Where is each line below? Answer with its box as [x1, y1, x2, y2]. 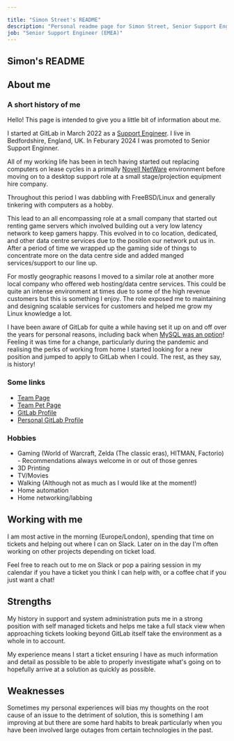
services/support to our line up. [7, 259, 97, 267]
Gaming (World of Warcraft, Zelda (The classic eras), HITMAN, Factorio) [17, 449, 224, 457]
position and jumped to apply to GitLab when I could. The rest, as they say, [7, 353, 221, 361]
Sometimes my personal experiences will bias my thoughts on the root [7, 703, 209, 712]
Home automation [17, 486, 69, 494]
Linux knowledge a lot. [7, 309, 72, 318]
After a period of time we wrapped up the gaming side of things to [7, 244, 197, 252]
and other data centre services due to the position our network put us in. [7, 237, 216, 245]
